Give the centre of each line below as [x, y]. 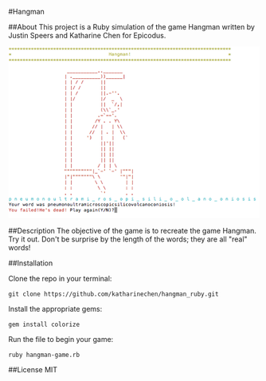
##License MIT [33, 369]
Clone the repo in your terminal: [60, 278]
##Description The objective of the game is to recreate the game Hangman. [132, 230]
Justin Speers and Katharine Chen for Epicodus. [87, 35]
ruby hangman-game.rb [44, 355]
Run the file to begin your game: [61, 339]
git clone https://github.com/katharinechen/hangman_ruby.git [113, 294]
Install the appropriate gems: [55, 308]
